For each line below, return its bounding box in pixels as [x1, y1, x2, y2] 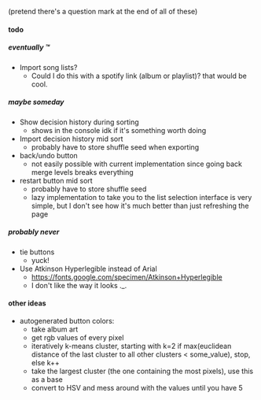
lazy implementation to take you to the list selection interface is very [31, 192, 252, 202]
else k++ [31, 357, 61, 367]
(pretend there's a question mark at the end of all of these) [8, 7, 198, 16]
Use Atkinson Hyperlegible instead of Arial [19, 264, 157, 273]
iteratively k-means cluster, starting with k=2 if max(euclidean [31, 341, 232, 350]
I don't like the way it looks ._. [31, 280, 127, 290]
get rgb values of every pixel [31, 332, 124, 342]
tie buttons [19, 247, 55, 257]
